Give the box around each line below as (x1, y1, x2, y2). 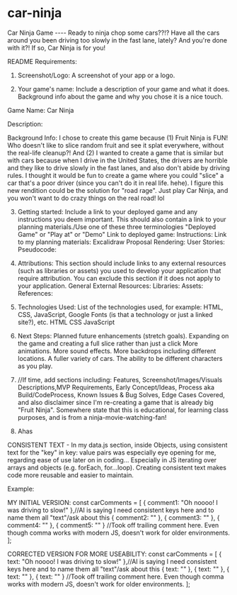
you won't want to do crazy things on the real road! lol (7, 194, 165, 202)
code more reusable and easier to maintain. (7, 470, 134, 479)
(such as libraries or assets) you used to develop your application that (17, 266, 221, 274)
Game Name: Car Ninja (7, 106, 74, 114)
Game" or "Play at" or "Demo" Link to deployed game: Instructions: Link (17, 230, 227, 238)
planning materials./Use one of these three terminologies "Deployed (17, 222, 216, 231)
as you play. (17, 362, 53, 370)
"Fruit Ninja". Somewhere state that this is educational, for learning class (17, 406, 229, 414)
